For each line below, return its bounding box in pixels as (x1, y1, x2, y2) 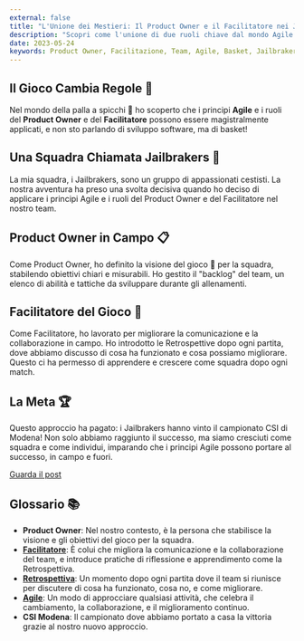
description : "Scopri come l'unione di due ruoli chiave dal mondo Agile (9, 30, 294, 39)
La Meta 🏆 (9, 394, 72, 409)
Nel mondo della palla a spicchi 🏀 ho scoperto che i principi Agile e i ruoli (9, 104, 282, 115)
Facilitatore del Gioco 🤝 (9, 304, 143, 320)
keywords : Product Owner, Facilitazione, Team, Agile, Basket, (9, 47, 253, 56)
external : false (9, 13, 71, 23)
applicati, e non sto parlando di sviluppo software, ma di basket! (9, 123, 248, 134)
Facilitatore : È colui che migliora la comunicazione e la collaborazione (22, 544, 284, 555)
